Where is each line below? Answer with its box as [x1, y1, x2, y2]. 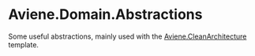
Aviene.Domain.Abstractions [8, 6, 203, 24]
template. [8, 39, 39, 49]
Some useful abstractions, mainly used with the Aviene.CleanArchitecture [8, 32, 247, 41]
